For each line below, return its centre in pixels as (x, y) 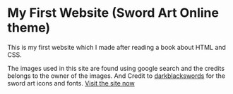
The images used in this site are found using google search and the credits (116, 68)
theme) (29, 28)
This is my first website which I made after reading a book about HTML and (116, 47)
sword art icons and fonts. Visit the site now (71, 83)
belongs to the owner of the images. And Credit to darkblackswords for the (116, 76)
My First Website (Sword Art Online (113, 13)
